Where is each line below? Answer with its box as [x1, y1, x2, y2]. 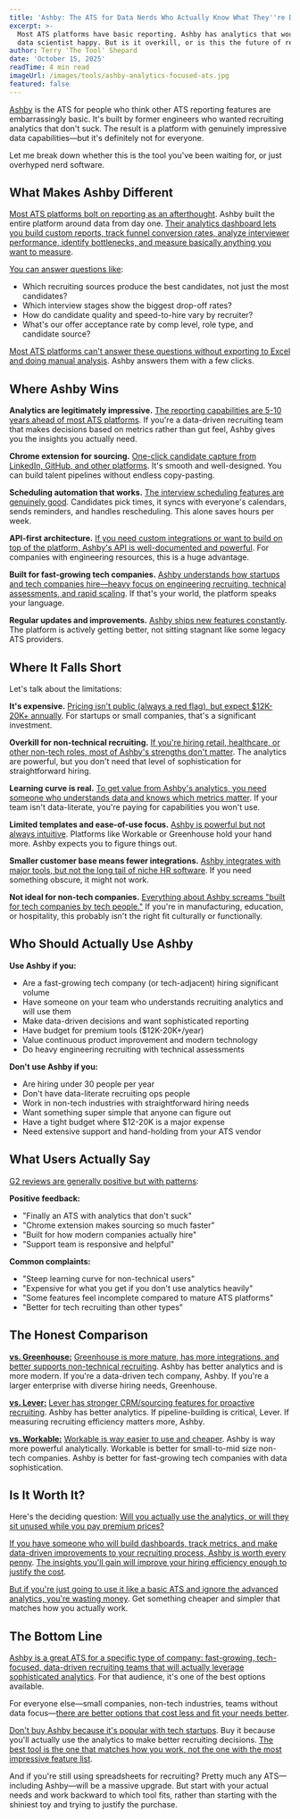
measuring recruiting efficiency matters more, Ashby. [9, 1416, 205, 1427]
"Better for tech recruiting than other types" [21, 1301, 184, 1313]
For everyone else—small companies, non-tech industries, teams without [9, 1698, 279, 1709]
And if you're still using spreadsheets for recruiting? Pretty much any [9, 1771, 262, 1781]
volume [21, 987, 50, 997]
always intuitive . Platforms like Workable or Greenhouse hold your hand [9, 829, 272, 839]
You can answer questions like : [9, 264, 124, 275]
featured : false [9, 79, 70, 88]
